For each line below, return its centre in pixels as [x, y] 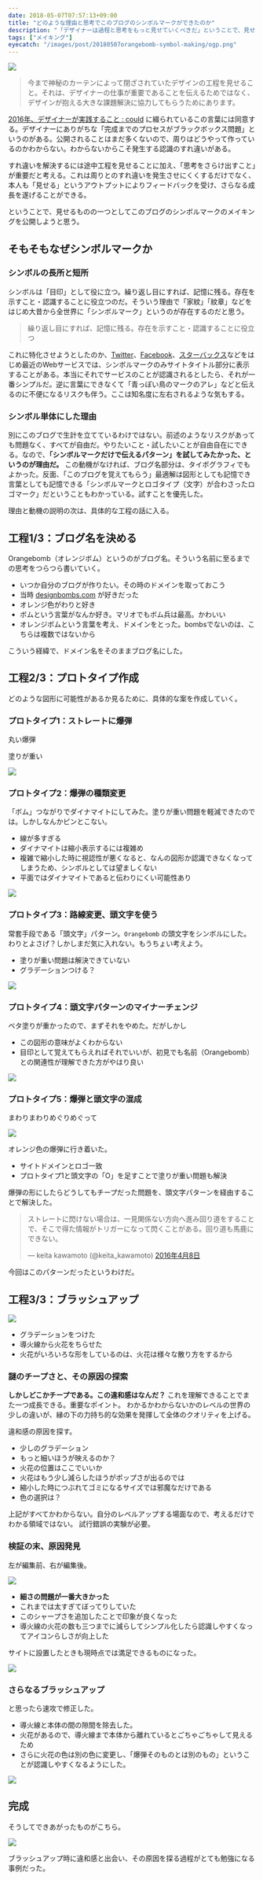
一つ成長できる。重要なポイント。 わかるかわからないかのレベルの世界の [133, 1405]
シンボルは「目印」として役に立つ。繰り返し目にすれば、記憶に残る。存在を [132, 291]
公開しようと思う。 [53, 222]
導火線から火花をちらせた [61, 1344]
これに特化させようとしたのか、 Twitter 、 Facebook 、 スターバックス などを [128, 354]
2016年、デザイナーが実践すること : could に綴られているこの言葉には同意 [128, 120]
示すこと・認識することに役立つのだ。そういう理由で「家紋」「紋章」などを [130, 301]
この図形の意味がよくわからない [71, 1042]
